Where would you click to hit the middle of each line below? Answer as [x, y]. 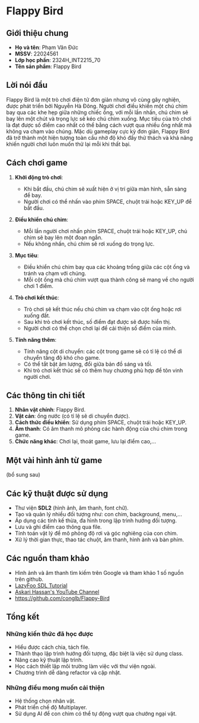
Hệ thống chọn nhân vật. [45, 701]
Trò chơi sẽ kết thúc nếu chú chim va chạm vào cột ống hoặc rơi [102, 309]
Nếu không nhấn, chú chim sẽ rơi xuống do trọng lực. [89, 244]
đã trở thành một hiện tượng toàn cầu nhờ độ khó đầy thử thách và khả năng [99, 137]
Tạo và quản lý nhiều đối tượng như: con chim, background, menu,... [99, 514]
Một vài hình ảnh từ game [54, 460]
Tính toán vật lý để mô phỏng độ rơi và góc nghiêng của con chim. [96, 534]
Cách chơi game [37, 163]
